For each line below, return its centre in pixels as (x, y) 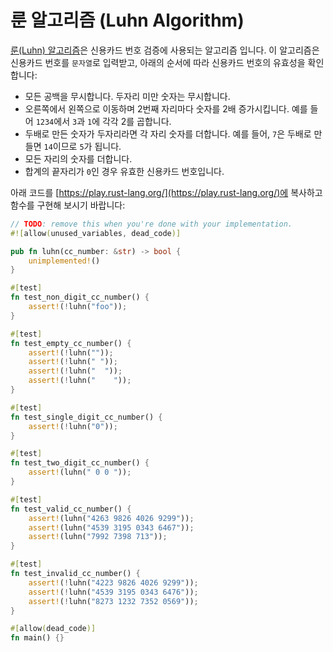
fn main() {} (37, 638)
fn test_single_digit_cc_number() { (86, 417)
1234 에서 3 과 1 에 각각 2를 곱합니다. (103, 121)
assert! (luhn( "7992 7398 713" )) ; (98, 537)
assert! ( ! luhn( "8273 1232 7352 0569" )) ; (113, 601)
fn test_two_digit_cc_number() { (80, 463)
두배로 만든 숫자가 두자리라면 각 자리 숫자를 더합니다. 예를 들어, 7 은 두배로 (168, 133)
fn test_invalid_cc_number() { (75, 574)
